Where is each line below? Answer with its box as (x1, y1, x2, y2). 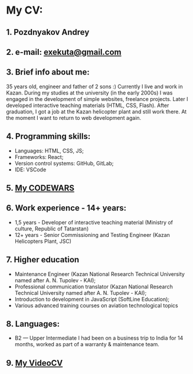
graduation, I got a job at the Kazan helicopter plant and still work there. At (6, 108, 187, 115)
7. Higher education (6, 255, 80, 265)
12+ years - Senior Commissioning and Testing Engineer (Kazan (14, 231, 170, 238)
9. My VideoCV (6, 358, 63, 368)
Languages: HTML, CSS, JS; (14, 147, 84, 154)
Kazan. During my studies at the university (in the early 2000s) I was (6, 89, 173, 96)
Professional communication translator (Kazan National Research (14, 283, 173, 290)
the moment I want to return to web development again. (6, 114, 142, 121)
